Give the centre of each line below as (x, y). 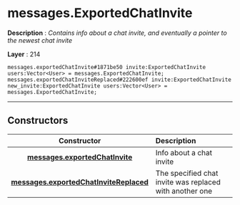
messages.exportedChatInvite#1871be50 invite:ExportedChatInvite (106, 67)
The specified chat (187, 173)
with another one (184, 191)
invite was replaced (188, 182)
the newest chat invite (40, 40)
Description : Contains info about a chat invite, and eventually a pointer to (117, 33)
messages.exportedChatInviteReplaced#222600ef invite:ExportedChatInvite (120, 80)
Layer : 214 (24, 54)
